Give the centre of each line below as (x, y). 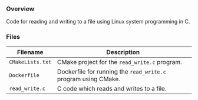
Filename (30, 52)
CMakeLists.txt (30, 62)
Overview (20, 9)
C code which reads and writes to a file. (112, 88)
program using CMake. (89, 79)
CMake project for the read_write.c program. (120, 62)
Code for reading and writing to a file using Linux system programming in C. (98, 22)
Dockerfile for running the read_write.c (111, 71)
